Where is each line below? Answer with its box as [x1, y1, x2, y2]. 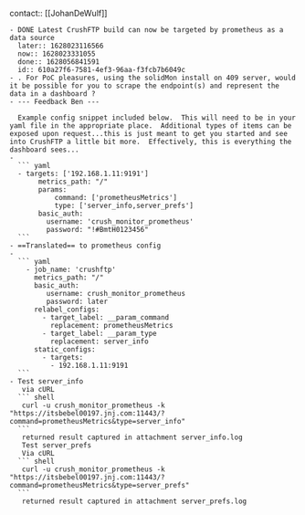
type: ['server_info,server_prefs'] [54, 201, 195, 210]
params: [37, 185, 68, 194]
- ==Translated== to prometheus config [9, 241, 162, 250]
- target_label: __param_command [42, 313, 170, 322]
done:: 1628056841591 [17, 58, 100, 67]
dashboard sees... [9, 145, 79, 154]
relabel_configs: [33, 305, 100, 314]
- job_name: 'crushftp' [26, 265, 117, 274]
